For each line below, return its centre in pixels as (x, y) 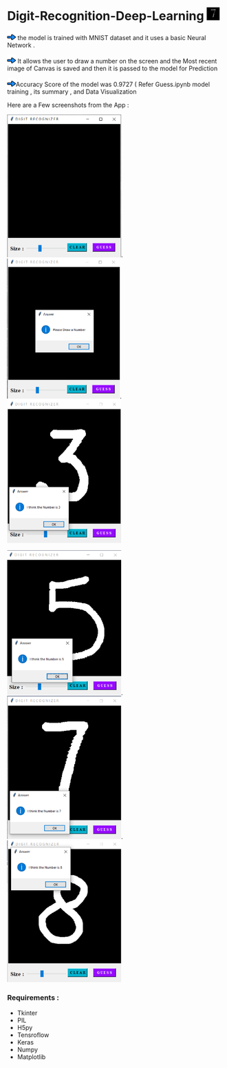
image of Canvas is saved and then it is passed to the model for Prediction (112, 68)
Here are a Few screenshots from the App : (68, 105)
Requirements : (33, 998)
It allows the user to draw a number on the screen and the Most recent (117, 61)
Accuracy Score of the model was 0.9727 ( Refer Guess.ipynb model (113, 84)
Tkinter (27, 1013)
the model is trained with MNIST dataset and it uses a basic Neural (111, 37)
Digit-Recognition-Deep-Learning (106, 16)
